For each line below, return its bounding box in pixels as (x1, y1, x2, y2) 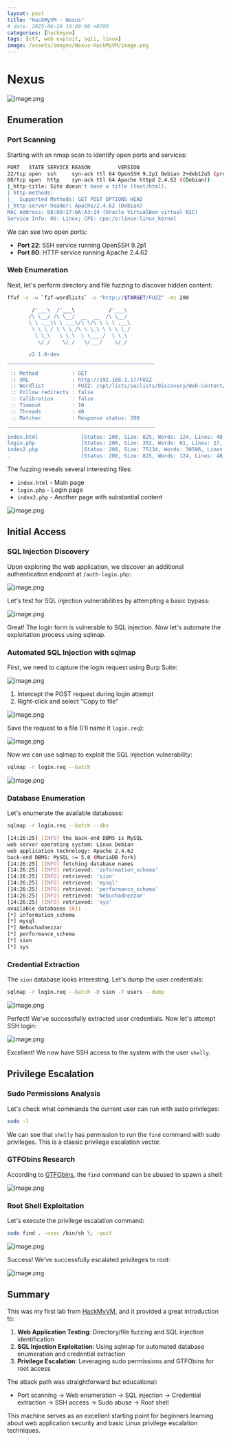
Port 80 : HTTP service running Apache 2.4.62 (16, 248, 148, 257)
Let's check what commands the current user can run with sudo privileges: (7, 1105, 220, 1113)
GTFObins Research (7, 1155, 76, 1164)
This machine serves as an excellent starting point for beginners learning (7, 1411, 214, 1420)
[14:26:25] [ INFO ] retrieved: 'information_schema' (7, 867, 158, 874)
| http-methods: (7, 190, 54, 197)
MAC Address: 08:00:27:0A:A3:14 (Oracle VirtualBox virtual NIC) (7, 208, 198, 215)
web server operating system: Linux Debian (7, 841, 134, 848)
